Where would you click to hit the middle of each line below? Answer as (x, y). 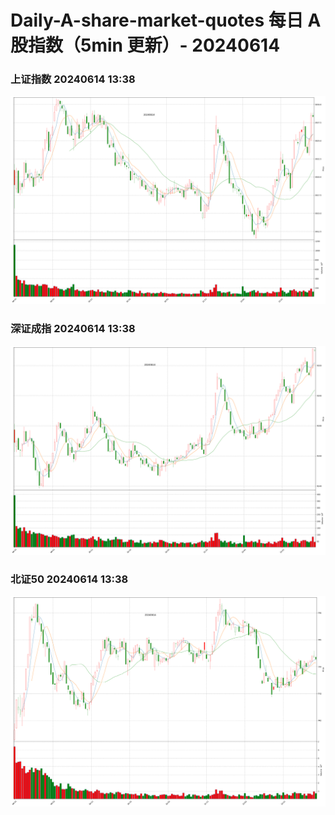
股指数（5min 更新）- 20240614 (145, 45)
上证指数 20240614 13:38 (73, 79)
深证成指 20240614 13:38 (73, 329)
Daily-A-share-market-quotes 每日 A (166, 20)
